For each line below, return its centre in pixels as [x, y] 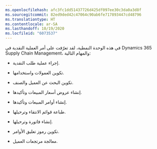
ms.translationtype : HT [30, 19]
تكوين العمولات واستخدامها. [38, 73]
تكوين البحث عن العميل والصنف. [43, 82]
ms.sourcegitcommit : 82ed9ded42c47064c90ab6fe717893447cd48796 [73, 15]
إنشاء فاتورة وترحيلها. [33, 121]
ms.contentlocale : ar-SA [31, 24]
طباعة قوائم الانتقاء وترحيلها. [39, 112]
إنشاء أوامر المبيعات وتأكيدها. [40, 102]
